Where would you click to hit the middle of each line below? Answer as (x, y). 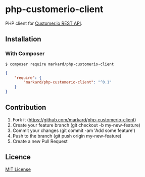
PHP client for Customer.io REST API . (44, 23)
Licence (18, 157)
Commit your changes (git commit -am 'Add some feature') (74, 130)
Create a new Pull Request (40, 141)
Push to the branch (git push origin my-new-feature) (67, 136)
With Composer (25, 54)
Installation (23, 39)
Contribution (26, 107)
